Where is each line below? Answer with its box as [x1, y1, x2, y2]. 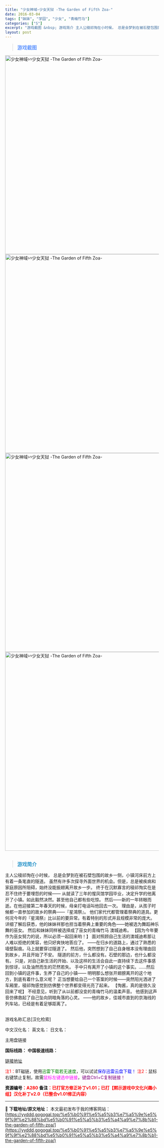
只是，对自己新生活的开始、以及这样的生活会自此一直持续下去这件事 [14, 958, 152, 963]
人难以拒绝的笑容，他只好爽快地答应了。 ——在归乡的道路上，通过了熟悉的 [5, 939, 156, 945]
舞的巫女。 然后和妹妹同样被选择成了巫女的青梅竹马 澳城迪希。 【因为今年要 [5, 927, 159, 933]
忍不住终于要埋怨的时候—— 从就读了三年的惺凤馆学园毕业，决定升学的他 [5, 890, 152, 896]
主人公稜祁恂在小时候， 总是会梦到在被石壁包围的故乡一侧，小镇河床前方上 [5, 872, 156, 878]
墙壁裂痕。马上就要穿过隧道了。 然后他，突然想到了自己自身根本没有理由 [5, 946, 152, 951]
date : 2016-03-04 [5, 12, 41, 17]
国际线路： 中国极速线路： [5, 1048, 58, 1053]
